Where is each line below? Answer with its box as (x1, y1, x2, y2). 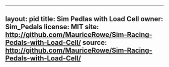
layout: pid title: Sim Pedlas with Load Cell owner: (5, 15, 163, 23)
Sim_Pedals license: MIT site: (5, 23, 99, 31)
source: (82, 38, 107, 47)
